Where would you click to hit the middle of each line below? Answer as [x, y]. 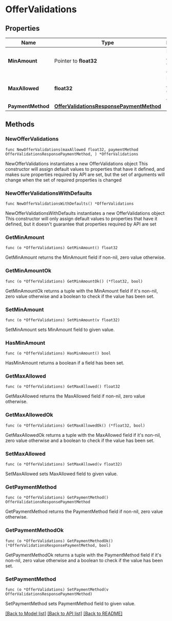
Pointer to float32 [76, 61]
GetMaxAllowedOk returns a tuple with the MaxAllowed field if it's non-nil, [83, 435]
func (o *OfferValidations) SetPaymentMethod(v [57, 589]
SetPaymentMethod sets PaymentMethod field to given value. [70, 603]
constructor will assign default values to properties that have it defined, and [85, 169]
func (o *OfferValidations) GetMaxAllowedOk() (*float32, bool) [75, 426]
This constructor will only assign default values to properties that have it [81, 218]
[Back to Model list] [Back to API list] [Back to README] [64, 613]
